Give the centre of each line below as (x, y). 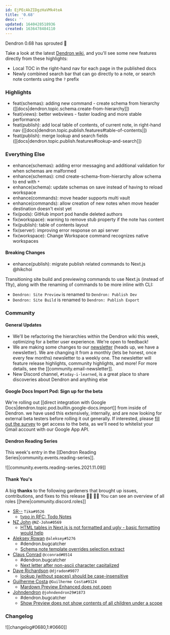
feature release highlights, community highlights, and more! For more (85, 363)
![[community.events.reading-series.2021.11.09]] (56, 467)
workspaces (26, 241)
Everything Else (25, 154)
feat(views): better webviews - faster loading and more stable (77, 114)
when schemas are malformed (44, 171)
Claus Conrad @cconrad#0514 (42, 554)
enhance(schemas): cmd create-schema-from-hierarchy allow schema (87, 176)
